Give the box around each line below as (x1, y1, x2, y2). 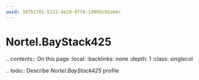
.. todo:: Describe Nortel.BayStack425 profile (6, 67, 119, 74)
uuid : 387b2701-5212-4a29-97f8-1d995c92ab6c (6, 8, 121, 15)
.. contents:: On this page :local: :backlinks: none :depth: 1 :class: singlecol (6, 55, 193, 62)
